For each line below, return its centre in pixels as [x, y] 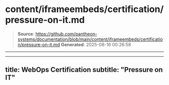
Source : [26, 34]
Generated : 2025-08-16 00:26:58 [96, 44]
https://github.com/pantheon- [66, 34]
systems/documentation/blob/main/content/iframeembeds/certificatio [90, 39]
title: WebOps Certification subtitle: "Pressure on [84, 70]
